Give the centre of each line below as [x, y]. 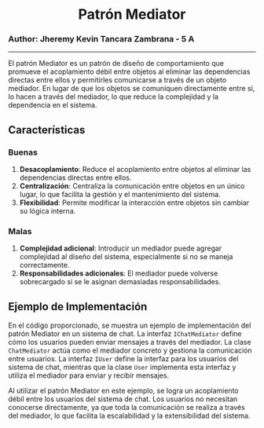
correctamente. [44, 265]
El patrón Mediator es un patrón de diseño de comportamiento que [116, 64]
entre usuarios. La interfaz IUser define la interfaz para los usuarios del [123, 359]
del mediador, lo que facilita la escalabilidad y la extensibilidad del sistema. [129, 416]
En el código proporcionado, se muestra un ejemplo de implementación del [130, 326]
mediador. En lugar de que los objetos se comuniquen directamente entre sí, [132, 89]
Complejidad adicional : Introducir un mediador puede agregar [121, 248]
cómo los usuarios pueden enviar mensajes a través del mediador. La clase [130, 342]
